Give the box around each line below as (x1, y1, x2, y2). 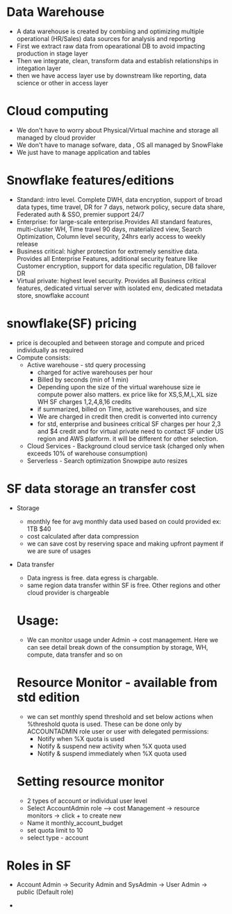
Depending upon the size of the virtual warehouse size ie (37, 382, 201, 391)
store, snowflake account (16, 291, 90, 299)
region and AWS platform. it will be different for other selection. (37, 434, 218, 443)
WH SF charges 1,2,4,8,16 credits (37, 397, 132, 406)
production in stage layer (16, 49, 88, 58)
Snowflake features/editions (6, 173, 174, 188)
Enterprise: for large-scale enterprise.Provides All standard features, (16, 217, 213, 226)
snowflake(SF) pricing (6, 316, 137, 331)
